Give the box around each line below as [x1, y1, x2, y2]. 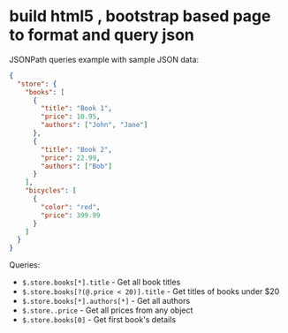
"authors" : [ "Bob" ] [41, 162, 113, 170]
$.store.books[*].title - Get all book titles [21, 276, 181, 288]
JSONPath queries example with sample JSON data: [9, 54, 200, 64]
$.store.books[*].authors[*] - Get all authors [21, 296, 191, 307]
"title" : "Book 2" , [41, 145, 113, 154]
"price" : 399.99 [41, 210, 101, 220]
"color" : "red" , [41, 202, 101, 211]
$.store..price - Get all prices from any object [21, 305, 193, 315]
